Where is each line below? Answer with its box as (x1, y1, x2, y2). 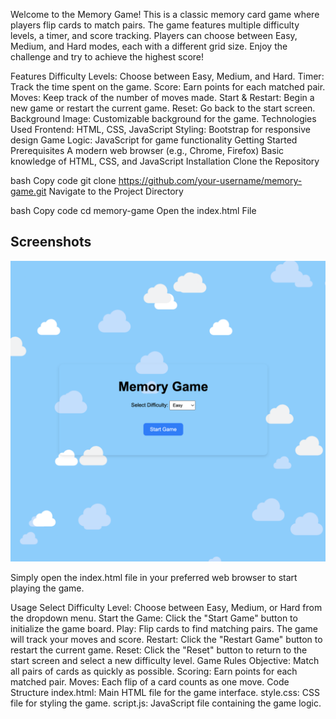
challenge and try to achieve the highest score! (10, 51, 205, 63)
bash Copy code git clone (10, 175, 117, 186)
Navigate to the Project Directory (48, 185, 184, 197)
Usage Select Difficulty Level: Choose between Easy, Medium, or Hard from (10, 602, 323, 614)
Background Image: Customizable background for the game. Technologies (10, 113, 317, 124)
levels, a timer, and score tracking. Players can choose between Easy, (10, 30, 298, 41)
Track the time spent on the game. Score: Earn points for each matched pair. (10, 81, 326, 93)
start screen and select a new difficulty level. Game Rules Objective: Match (10, 655, 320, 667)
